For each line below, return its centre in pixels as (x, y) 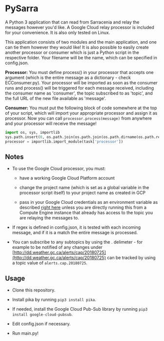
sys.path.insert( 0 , (25, 137)
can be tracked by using (131, 258)
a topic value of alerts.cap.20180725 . (50, 263)
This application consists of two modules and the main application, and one (81, 42)
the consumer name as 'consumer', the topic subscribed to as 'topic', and (79, 93)
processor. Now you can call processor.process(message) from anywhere (79, 118)
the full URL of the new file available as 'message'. (56, 98)
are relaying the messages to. (49, 218)
